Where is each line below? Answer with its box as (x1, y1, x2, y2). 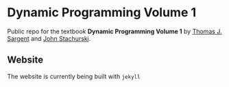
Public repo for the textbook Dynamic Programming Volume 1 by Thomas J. (7, 27, 222, 35)
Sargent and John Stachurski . (7, 34, 91, 42)
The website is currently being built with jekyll (7, 72, 141, 80)
